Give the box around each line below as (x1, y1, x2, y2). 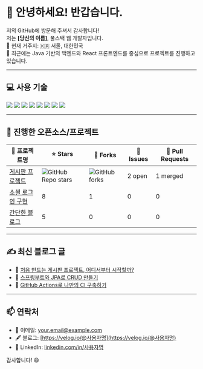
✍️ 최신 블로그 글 (6, 246, 65, 257)
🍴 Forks (94, 151, 117, 159)
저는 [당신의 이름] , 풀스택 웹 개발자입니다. (6, 34, 104, 41)
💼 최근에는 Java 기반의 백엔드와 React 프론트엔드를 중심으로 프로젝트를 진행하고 (6, 49, 195, 56)
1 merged (155, 171, 184, 180)
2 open (127, 171, 148, 180)
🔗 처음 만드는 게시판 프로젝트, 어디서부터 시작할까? (14, 266, 135, 274)
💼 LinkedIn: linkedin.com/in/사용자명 (14, 344, 104, 351)
